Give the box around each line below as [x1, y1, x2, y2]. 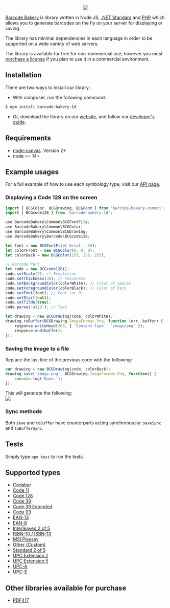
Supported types [5, 468, 60, 477]
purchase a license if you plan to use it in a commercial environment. [5, 56, 150, 62]
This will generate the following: [5, 390, 72, 396]
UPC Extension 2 [12, 553, 48, 559]
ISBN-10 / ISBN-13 [12, 531, 52, 537]
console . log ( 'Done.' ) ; [14, 376, 63, 381]
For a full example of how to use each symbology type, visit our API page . [5, 181, 161, 187]
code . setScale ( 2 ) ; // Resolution [5, 271, 77, 276]
